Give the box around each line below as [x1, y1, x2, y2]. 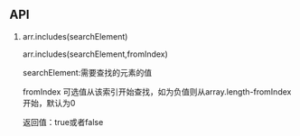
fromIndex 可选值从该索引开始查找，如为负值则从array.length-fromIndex [22, 86, 292, 97]
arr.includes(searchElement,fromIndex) [22, 49, 169, 59]
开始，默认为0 [22, 97, 76, 108]
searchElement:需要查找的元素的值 [22, 67, 152, 77]
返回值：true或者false [22, 116, 104, 127]
